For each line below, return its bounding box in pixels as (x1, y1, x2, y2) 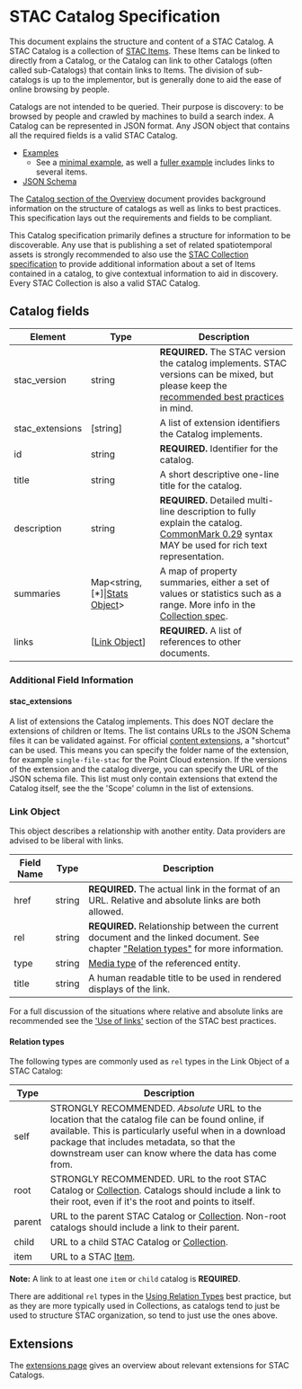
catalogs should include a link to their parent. (49, 1221, 240, 1233)
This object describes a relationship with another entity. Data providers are (9, 825, 286, 837)
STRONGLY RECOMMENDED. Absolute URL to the (49, 1102, 262, 1115)
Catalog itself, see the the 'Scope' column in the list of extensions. (9, 782, 254, 793)
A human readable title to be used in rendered (88, 972, 281, 984)
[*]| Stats (90, 587, 129, 600)
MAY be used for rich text (159, 539, 268, 551)
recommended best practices (159, 390, 285, 403)
